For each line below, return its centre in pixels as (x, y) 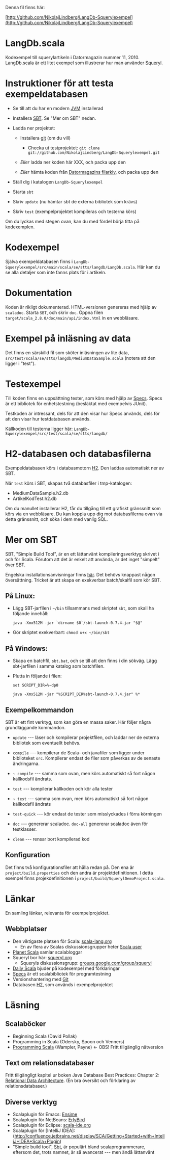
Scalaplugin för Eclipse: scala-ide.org (52, 1125)
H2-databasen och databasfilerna (78, 454)
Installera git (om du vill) (45, 138)
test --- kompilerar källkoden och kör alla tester (63, 788)
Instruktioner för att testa (60, 83)
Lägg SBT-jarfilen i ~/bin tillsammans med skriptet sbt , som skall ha (83, 608)
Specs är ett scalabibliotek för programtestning (62, 973)
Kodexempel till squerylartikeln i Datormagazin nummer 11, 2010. (72, 57)
